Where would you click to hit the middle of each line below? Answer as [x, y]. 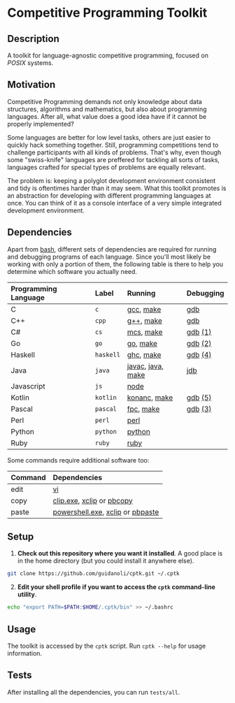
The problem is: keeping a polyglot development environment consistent [112, 180]
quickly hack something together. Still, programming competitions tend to [113, 145]
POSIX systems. [30, 63]
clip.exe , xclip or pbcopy [93, 500]
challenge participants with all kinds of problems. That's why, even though [114, 152]
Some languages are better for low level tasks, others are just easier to [109, 137]
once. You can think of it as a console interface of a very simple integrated [114, 203]
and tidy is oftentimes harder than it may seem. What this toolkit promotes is [117, 188]
